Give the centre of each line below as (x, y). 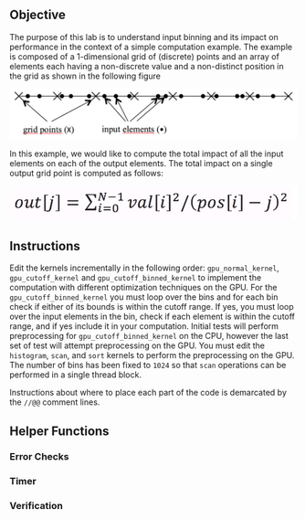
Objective (38, 15)
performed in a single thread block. (75, 375)
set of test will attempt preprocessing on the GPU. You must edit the (137, 345)
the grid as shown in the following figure (85, 76)
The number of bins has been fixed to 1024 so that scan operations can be (148, 365)
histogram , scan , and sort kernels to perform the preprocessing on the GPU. (152, 355)
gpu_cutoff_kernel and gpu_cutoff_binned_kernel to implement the (136, 278)
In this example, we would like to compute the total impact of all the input (147, 154)
